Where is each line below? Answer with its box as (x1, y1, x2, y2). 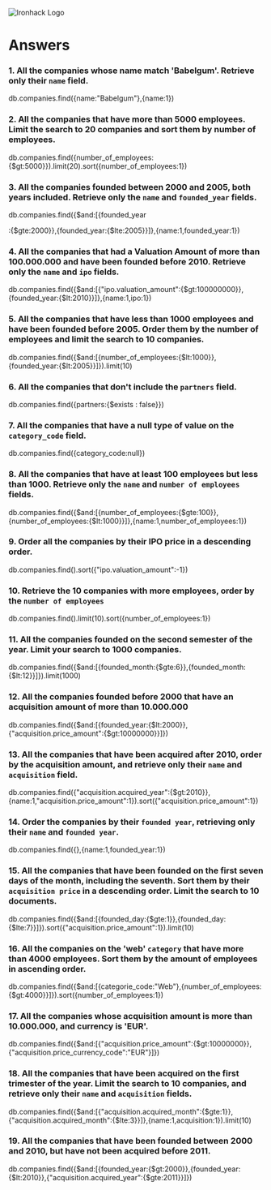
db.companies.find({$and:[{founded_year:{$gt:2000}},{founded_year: (8, 1164, 241, 1174)
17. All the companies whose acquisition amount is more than (8, 1010, 253, 1021)
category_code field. (8, 430, 87, 441)
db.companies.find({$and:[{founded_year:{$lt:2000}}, (8, 720, 188, 729)
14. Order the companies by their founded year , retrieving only (8, 816, 256, 827)
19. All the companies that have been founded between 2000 (8, 1136, 253, 1147)
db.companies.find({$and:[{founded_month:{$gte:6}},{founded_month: (8, 662, 247, 672)
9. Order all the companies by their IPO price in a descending (8, 536, 252, 548)
